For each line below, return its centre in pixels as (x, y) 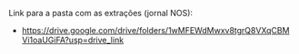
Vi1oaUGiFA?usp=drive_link (73, 40)
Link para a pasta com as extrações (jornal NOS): (100, 13)
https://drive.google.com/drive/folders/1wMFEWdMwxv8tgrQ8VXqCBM (155, 30)
